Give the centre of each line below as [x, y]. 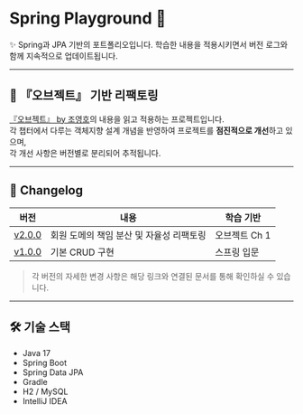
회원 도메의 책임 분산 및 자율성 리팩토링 [128, 235]
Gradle [35, 382]
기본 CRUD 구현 [82, 252]
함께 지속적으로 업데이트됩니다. [64, 56]
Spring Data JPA [53, 372]
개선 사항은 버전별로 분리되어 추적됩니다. [90, 153]
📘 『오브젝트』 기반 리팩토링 [84, 95]
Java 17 [37, 353]
